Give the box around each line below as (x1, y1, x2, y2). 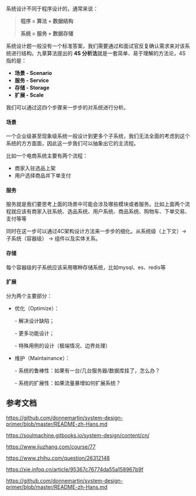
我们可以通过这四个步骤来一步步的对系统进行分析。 (6, 104, 129, 111)
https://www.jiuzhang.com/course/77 (6, 443, 96, 450)
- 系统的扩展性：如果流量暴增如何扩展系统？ (14, 379, 121, 386)
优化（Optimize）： (14, 305, 60, 312)
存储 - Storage (14, 84, 50, 91)
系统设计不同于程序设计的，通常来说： (6, 5, 98, 12)
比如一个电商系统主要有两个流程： (6, 152, 88, 159)
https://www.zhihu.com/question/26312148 (6, 454, 110, 461)
